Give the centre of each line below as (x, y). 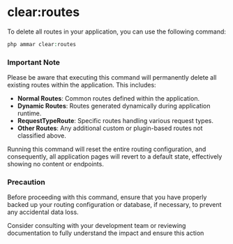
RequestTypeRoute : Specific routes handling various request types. (115, 121)
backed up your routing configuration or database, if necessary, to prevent (114, 205)
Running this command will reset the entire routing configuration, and (107, 149)
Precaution (26, 182)
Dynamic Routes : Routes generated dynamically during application (114, 106)
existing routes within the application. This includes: (82, 85)
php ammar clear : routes (42, 44)
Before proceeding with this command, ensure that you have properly (107, 197)
